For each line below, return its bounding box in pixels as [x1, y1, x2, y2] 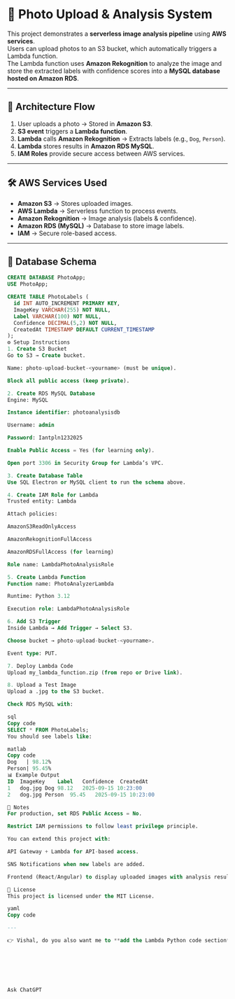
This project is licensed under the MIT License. [7, 893, 155, 900]
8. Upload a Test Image [7, 682, 77, 689]
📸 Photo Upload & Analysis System [7, 6, 213, 22]
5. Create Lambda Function [7, 573, 86, 580]
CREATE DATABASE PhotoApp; [7, 274, 86, 281]
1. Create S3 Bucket [7, 346, 68, 353]
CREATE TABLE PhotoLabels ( [7, 293, 90, 300]
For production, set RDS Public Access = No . [7, 810, 142, 818]
